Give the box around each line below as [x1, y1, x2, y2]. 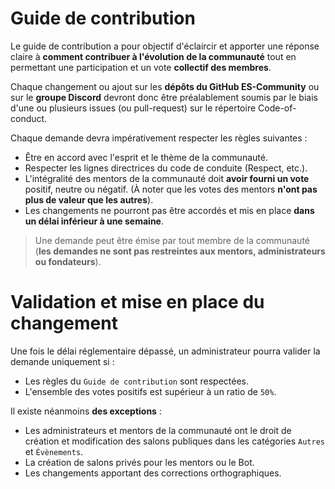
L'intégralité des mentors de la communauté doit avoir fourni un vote [24, 172, 310, 184]
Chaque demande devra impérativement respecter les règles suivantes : [10, 132, 308, 144]
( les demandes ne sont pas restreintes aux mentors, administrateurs [34, 245, 326, 257]
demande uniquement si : [10, 355, 115, 367]
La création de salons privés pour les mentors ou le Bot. [24, 456, 255, 468]
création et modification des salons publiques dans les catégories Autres [24, 435, 325, 447]
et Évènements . [24, 445, 84, 457]
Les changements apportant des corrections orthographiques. [24, 467, 282, 479]
